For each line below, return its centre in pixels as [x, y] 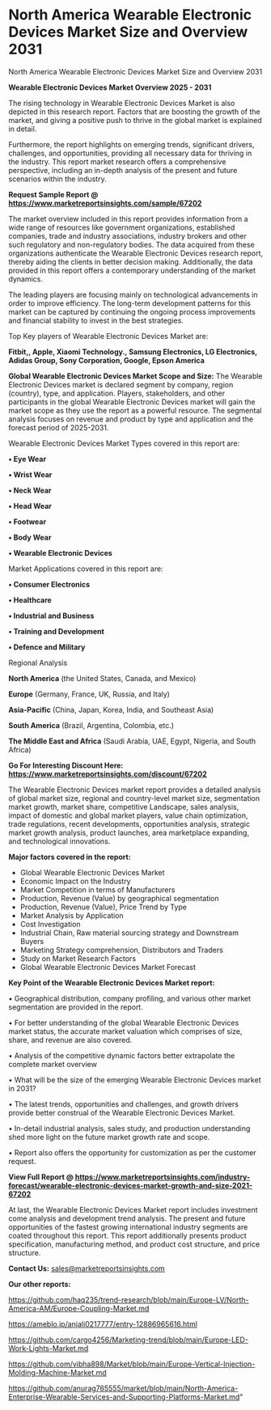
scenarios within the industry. [57, 179]
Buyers [32, 941]
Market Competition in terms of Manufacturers [97, 889]
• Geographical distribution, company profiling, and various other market [130, 998]
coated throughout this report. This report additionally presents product [127, 1235]
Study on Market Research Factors [78, 958]
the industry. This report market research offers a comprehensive [117, 161]
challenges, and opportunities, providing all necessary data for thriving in [130, 153]
